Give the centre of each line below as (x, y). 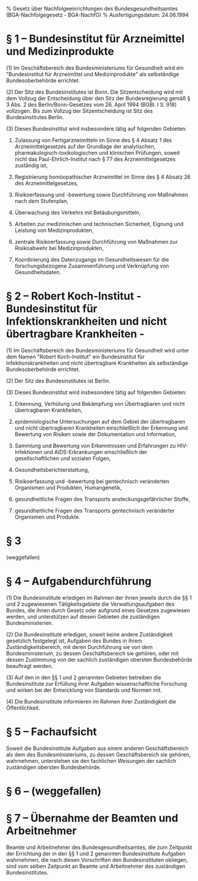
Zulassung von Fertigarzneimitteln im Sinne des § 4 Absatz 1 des (93, 140)
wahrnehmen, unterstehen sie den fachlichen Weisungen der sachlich (91, 761)
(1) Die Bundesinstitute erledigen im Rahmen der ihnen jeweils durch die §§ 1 (99, 597)
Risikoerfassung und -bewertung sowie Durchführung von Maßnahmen (101, 195)
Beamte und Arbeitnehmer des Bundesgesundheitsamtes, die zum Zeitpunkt (99, 847)
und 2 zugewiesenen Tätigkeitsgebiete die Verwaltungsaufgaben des (90, 604)
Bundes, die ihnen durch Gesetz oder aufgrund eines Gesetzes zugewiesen (98, 610)
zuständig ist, (31, 165)
